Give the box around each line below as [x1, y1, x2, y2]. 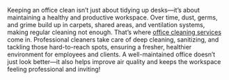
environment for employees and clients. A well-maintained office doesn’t [7, 50, 216, 58]
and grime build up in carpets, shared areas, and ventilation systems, [7, 21, 205, 29]
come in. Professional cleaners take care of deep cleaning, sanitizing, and [7, 35, 219, 44]
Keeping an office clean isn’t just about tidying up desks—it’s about [7, 6, 200, 14]
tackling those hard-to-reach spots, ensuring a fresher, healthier [7, 43, 192, 51]
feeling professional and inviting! [7, 65, 101, 73]
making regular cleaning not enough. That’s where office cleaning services [7, 28, 221, 36]
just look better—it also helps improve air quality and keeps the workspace [7, 58, 221, 65]
